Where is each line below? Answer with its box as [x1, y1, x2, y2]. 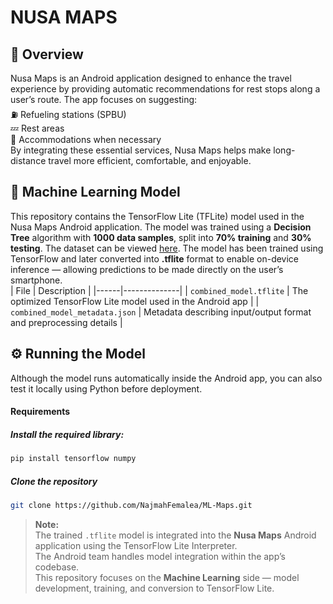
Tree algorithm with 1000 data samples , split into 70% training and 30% [10, 231, 312, 243]
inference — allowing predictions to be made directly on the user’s [10, 263, 284, 275]
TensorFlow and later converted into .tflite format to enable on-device [10, 252, 300, 265]
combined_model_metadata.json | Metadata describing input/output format [10, 306, 312, 318]
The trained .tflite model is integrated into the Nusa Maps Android [34, 529, 317, 541]
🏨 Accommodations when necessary [10, 134, 162, 145]
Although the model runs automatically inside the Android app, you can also [10, 372, 323, 384]
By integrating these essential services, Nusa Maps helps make [10, 144, 272, 156]
